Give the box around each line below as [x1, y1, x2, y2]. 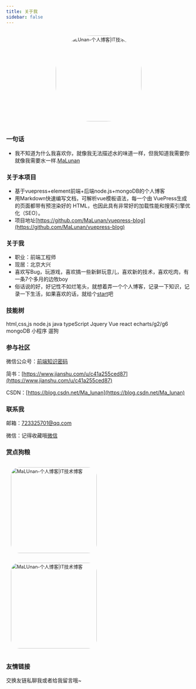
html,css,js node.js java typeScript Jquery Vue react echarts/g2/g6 [6, 320, 168, 327]
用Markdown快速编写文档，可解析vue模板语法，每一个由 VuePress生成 [14, 195, 187, 202]
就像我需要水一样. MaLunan [14, 157, 80, 164]
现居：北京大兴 [14, 261, 51, 268]
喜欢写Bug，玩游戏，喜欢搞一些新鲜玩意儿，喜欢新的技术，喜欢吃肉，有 [14, 268, 189, 275]
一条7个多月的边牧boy [14, 275, 69, 283]
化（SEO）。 [14, 210, 43, 217]
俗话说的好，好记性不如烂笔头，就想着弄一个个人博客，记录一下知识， [14, 283, 185, 290]
